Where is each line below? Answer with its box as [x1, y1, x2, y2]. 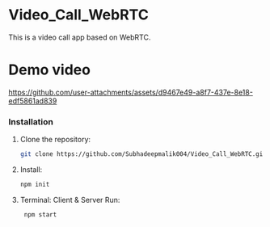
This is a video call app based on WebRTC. [8, 32, 151, 42]
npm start [23, 210, 57, 219]
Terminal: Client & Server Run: [19, 195, 120, 204]
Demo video [8, 61, 91, 79]
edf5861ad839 [8, 95, 57, 106]
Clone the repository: [19, 135, 91, 145]
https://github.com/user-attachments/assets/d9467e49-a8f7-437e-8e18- [8, 87, 253, 97]
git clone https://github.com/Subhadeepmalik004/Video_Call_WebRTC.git [19, 150, 267, 158]
